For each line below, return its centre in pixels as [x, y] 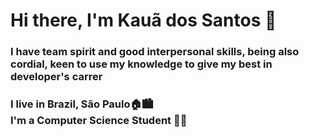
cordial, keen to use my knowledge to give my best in [141, 64]
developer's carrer [56, 77]
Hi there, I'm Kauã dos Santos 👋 [143, 20]
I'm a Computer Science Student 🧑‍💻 [99, 121]
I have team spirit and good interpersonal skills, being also [155, 52]
